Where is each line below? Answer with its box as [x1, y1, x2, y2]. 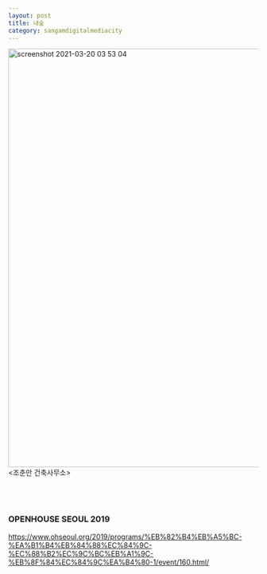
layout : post [8, 11, 52, 20]
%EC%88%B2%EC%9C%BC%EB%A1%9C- [8, 548, 154, 558]
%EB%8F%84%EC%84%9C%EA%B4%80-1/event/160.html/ [8, 557, 210, 567]
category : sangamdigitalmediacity [8, 26, 123, 34]
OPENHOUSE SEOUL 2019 [8, 513, 110, 525]
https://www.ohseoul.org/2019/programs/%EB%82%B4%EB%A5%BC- [8, 532, 242, 541]
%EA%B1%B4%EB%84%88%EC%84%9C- [8, 540, 153, 550]
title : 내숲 [8, 19, 45, 27]
